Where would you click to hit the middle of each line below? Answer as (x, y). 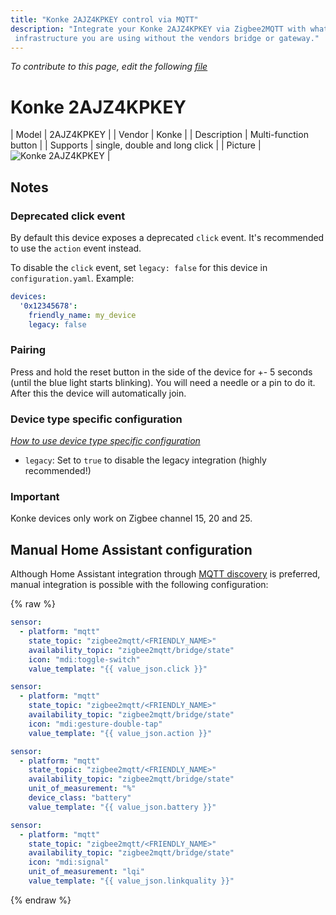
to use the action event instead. (76, 248)
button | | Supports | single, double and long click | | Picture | (136, 145)
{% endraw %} (41, 900)
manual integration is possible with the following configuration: (139, 585)
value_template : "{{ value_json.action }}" (120, 733)
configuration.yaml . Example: (72, 278)
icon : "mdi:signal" (69, 862)
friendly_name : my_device (82, 315)
